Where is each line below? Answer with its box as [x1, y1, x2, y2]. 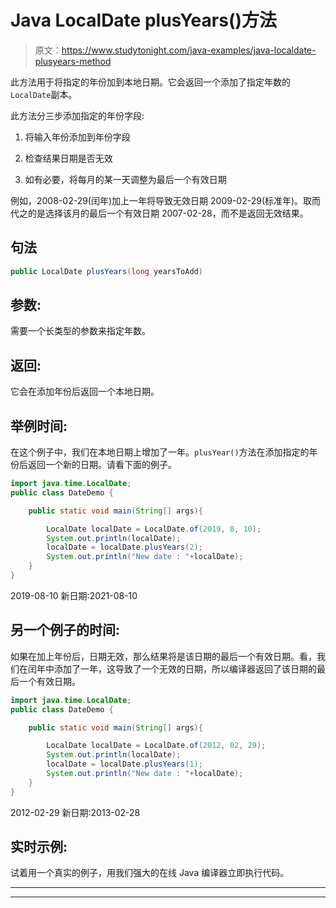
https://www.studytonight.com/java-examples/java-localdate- [61, 44, 317, 56]
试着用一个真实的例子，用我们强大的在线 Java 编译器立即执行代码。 [10, 867, 290, 879]
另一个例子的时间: [10, 622, 121, 639]
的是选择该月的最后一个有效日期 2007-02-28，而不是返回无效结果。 [27, 207, 309, 219]
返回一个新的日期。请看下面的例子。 [27, 459, 177, 471]
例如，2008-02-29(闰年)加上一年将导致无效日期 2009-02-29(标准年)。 [10, 194, 304, 206]
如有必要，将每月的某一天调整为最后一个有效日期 [24, 173, 227, 185]
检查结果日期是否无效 [24, 152, 113, 164]
